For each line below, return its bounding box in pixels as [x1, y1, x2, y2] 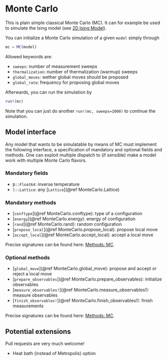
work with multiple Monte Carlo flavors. [5, 157, 87, 163]
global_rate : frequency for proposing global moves [12, 79, 120, 85]
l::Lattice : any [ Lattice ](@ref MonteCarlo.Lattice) [12, 187, 120, 193]
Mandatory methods [5, 199, 56, 206]
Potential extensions [5, 327, 71, 336]
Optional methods [5, 254, 50, 261]
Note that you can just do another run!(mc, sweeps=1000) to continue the [5, 108, 156, 114]
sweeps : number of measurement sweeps [12, 63, 98, 69]
